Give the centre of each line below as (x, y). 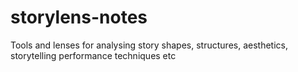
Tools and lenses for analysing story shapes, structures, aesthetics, (149, 45)
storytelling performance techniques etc (93, 55)
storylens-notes (79, 17)
